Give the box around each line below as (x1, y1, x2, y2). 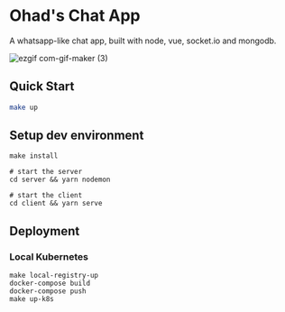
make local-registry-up (9, 271, 99, 280)
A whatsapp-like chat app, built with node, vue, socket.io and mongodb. (9, 35, 277, 46)
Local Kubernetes (9, 250, 88, 262)
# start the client (9, 191, 83, 200)
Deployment (9, 223, 80, 239)
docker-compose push (9, 287, 87, 296)
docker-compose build (9, 279, 91, 289)
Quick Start (9, 78, 75, 95)
